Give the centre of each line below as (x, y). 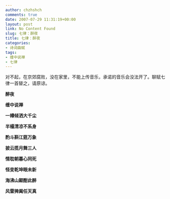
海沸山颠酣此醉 (21, 180)
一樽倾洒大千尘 (21, 116)
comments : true (21, 15)
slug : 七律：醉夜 (22, 34)
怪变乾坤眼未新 (21, 170)
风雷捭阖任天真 (21, 191)
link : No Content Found (30, 29)
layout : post (19, 24)
